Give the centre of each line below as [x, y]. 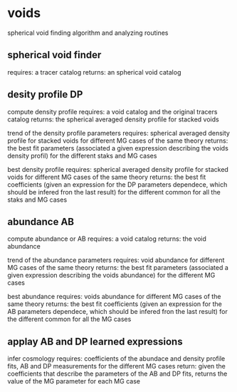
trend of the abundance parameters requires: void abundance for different [116, 260]
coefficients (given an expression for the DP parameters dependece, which [117, 184]
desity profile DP [45, 95]
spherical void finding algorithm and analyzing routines [88, 33]
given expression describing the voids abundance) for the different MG [111, 276]
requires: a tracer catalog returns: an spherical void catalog [94, 72]
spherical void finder [54, 55]
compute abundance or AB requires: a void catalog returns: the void [107, 239]
